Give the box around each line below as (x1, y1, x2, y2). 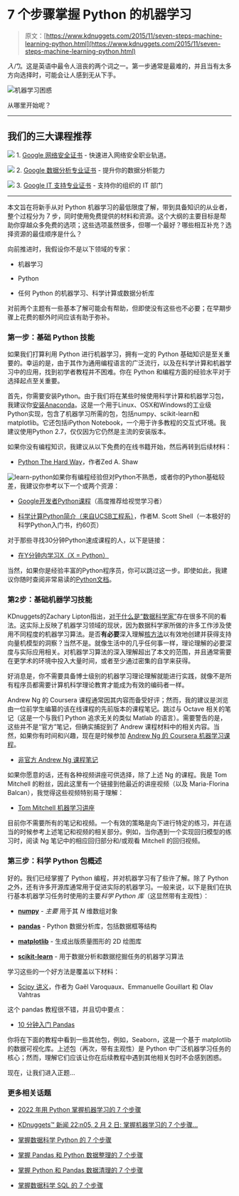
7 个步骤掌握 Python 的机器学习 (7, 6, 192, 23)
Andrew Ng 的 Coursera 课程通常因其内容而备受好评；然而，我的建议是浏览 (7, 696, 229, 704)
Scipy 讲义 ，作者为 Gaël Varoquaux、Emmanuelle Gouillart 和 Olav (17, 982, 213, 991)
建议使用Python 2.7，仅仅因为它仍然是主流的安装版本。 (7, 427, 170, 436)
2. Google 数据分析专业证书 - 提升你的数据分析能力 (16, 165, 166, 175)
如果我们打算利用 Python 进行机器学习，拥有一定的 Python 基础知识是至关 (7, 350, 224, 358)
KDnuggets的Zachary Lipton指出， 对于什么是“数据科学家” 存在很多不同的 (7, 612, 221, 620)
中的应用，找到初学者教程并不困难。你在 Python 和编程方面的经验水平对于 (13, 368, 231, 376)
